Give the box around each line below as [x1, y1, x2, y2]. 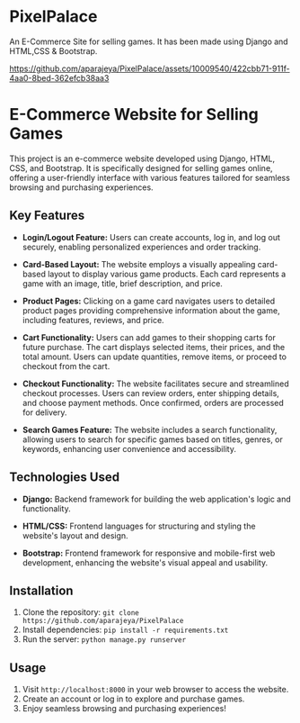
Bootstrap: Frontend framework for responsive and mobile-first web [22, 547, 276, 558]
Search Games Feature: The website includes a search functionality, [22, 424, 278, 435]
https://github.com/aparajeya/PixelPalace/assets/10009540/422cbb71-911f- [9, 63, 290, 74]
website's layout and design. [22, 529, 128, 541]
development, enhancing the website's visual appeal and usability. [22, 556, 268, 568]
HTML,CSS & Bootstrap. [9, 45, 98, 56]
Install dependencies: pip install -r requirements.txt [22, 624, 229, 636]
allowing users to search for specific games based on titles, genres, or [22, 434, 283, 445]
